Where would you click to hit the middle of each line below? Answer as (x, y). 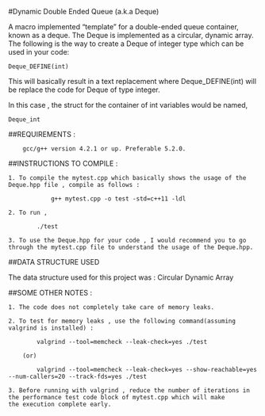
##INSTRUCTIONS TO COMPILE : (63, 163)
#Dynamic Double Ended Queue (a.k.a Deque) (84, 11)
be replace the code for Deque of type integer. (84, 90)
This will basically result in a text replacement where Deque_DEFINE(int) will (132, 81)
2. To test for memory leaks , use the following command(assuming (122, 321)
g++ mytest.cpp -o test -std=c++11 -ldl (118, 199)
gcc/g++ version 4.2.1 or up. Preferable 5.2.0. (104, 149)
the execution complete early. (60, 404)
